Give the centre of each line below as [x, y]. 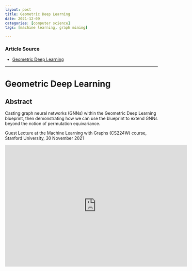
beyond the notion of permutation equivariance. [53, 124]
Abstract [19, 102]
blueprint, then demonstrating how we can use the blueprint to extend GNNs [81, 118]
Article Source [22, 49]
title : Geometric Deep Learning [38, 14]
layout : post [18, 9]
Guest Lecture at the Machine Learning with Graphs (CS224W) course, [76, 133]
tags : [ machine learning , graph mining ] [47, 28]
